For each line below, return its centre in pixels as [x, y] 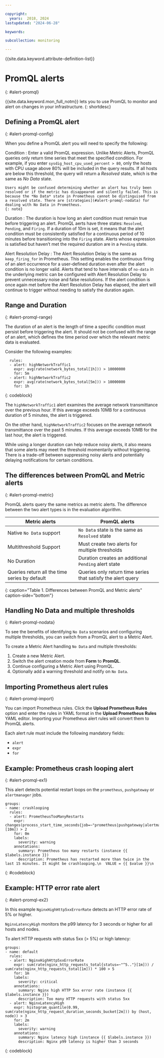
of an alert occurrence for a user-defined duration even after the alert [75, 264]
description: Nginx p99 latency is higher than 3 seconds [78, 1041]
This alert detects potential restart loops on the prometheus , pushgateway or [80, 789]
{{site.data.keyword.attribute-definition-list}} [50, 59]
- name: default [21, 952]
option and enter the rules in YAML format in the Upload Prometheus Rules [81, 713]
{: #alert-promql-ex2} [27, 900]
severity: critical [38, 982]
